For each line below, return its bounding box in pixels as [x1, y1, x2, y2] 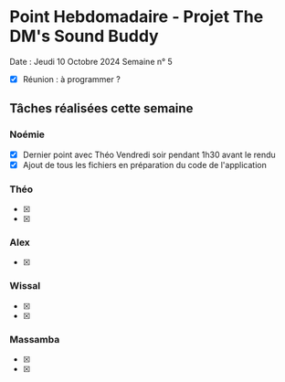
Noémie [9, 128, 46, 141]
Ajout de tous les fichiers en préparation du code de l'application [22, 159, 267, 170]
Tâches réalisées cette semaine [9, 101, 194, 116]
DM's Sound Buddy [9, 26, 159, 47]
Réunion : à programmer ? [22, 73, 121, 84]
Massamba [9, 333, 60, 345]
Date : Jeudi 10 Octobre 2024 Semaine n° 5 [9, 56, 174, 67]
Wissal [9, 280, 41, 292]
